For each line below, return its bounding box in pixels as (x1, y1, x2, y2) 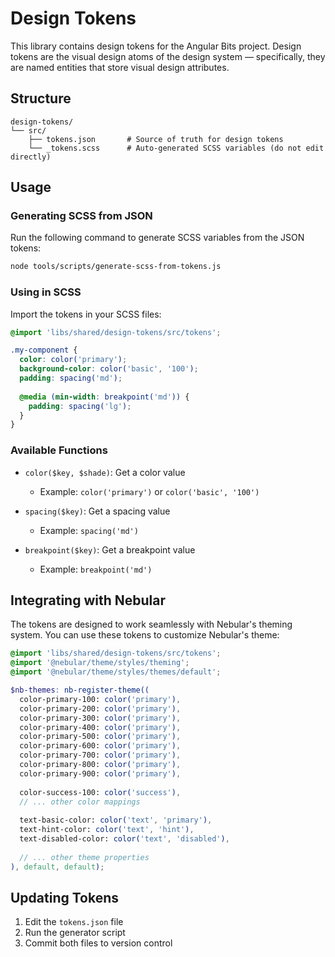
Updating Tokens (10, 889, 120, 906)
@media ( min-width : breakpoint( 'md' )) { (19, 392, 190, 402)
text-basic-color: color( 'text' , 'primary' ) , (19, 815, 213, 826)
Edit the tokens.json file (24, 916, 124, 928)
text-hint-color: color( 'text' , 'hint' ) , (19, 825, 195, 835)
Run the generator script (24, 927, 126, 939)
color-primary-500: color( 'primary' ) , (19, 732, 182, 742)
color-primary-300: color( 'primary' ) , (19, 713, 182, 723)
